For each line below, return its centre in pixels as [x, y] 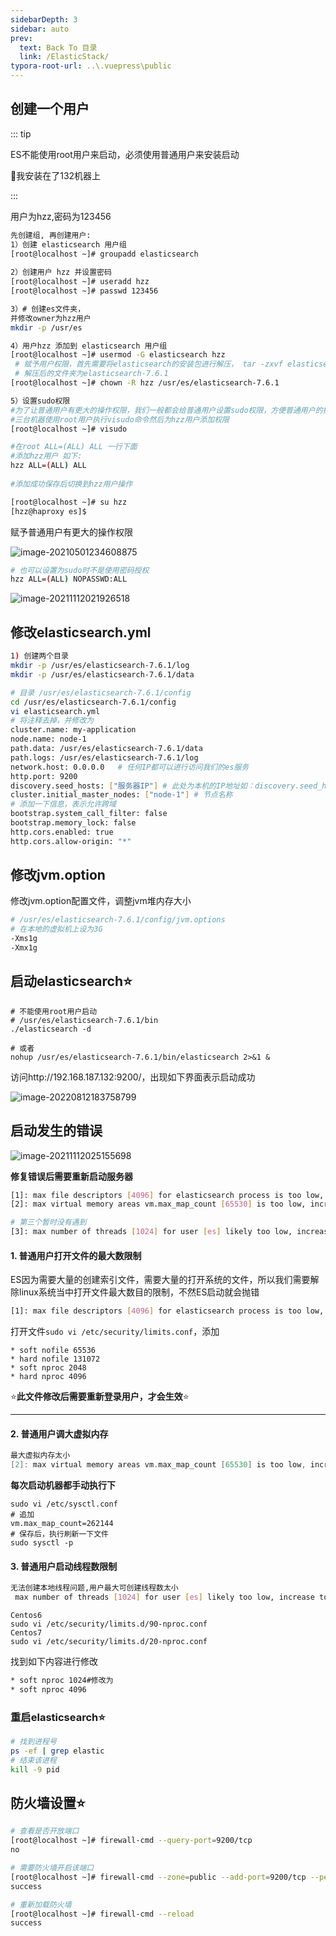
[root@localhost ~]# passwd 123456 [84, 291]
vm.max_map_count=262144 [62, 1524]
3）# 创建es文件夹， [48, 309]
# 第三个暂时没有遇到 [48, 1222]
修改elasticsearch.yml [81, 632]
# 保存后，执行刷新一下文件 [60, 1534]
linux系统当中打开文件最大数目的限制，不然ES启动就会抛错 [139, 1292]
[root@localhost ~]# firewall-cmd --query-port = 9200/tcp [131, 1841]
